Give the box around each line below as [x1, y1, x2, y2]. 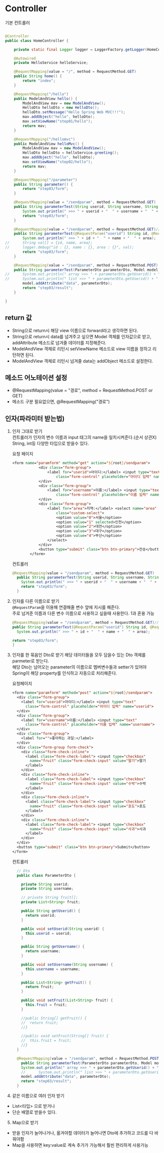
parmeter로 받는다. [12, 658, 49, 664]
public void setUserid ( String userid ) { [21, 926, 104, 931]
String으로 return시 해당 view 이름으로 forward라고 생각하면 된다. [12, 328, 138, 333]
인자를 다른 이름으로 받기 [12, 598, 60, 604]
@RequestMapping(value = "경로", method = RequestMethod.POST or [12, 388, 153, 393]
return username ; [25, 949, 61, 954]
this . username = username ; [25, 967, 81, 971]
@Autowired [14, 56, 36, 61]
